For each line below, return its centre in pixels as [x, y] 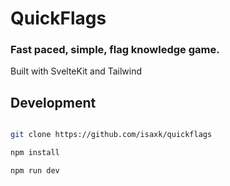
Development [53, 102]
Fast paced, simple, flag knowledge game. [115, 50]
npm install [35, 153]
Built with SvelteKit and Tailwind [76, 71]
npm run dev [35, 171]
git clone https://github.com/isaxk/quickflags [111, 135]
